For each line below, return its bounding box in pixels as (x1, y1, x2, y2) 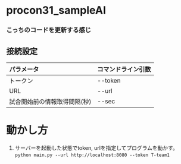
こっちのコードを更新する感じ (6, 26, 91, 34)
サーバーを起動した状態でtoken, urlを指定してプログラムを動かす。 (14, 144, 179, 152)
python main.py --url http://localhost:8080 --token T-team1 (14, 152, 170, 158)
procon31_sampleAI (6, 4, 106, 17)
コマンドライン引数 (97, 65, 151, 73)
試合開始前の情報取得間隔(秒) (9, 97, 92, 106)
